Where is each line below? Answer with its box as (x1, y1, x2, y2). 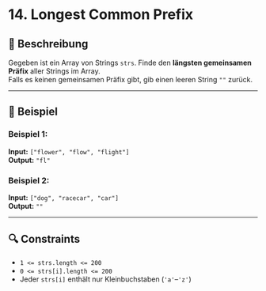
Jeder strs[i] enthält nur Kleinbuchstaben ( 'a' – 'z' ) (19, 274, 192, 284)
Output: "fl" (8, 155, 51, 164)
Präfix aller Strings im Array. (8, 66, 101, 76)
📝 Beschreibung (8, 37, 89, 51)
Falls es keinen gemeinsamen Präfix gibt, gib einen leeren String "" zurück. (8, 75, 253, 84)
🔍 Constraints (8, 232, 81, 246)
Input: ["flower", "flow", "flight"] (8, 146, 130, 156)
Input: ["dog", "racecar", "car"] (8, 192, 119, 202)
